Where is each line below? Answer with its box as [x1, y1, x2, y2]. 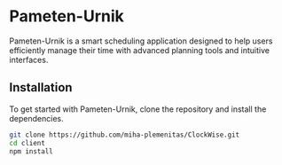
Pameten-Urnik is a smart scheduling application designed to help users [9, 35, 273, 46]
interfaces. [9, 54, 49, 65]
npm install [9, 146, 53, 156]
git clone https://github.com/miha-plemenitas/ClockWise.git [9, 130, 240, 139]
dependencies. [9, 113, 64, 123]
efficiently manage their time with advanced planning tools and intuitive [9, 44, 270, 55]
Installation [9, 80, 73, 95]
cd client [9, 138, 46, 147]
